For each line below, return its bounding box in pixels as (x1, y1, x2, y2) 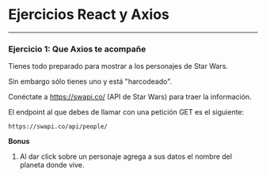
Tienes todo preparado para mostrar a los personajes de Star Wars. (8, 62, 228, 71)
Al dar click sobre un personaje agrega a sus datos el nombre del (19, 152, 232, 161)
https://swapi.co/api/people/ (8, 122, 108, 131)
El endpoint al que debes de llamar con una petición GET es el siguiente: (8, 107, 245, 117)
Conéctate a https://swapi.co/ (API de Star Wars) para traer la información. (8, 92, 252, 102)
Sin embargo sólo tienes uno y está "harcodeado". (8, 77, 173, 86)
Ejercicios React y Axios (8, 6, 170, 24)
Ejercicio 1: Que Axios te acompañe (8, 43, 146, 55)
